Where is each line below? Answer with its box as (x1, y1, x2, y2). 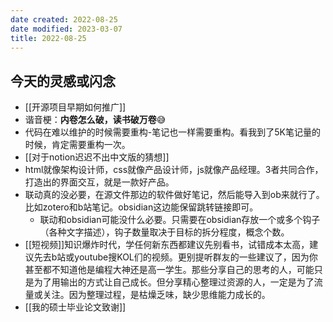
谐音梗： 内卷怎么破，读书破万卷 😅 (24, 114, 167, 126)
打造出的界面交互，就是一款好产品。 (24, 176, 175, 188)
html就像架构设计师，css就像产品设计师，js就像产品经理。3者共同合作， (24, 164, 324, 176)
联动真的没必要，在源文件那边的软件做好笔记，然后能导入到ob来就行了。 (24, 189, 325, 201)
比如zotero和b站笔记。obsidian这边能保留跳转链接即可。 (24, 201, 259, 213)
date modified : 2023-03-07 (10, 24, 123, 34)
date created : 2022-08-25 (10, 14, 118, 25)
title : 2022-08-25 (10, 33, 87, 43)
